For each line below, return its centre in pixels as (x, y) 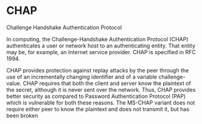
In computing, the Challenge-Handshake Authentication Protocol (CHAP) (97, 39)
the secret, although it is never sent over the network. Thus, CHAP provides (101, 89)
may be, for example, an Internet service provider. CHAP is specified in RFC (101, 52)
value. (14, 83)
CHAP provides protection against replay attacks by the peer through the (98, 70)
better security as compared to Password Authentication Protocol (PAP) (96, 96)
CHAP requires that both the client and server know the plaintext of (107, 83)
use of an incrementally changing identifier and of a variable (82, 77)
